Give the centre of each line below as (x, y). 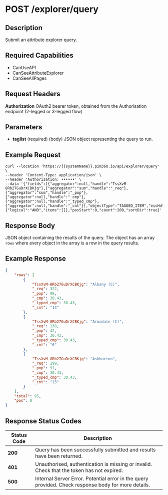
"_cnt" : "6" (44, 345)
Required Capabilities (39, 55)
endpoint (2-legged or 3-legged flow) (44, 111)
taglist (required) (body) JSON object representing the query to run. (83, 139)
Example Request (33, 155)
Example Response (35, 259)
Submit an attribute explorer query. (41, 40)
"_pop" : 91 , (44, 368)
